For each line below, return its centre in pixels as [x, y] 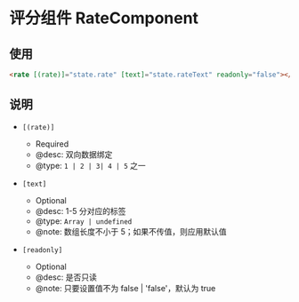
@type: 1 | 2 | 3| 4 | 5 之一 [91, 165]
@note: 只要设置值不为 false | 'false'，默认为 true [125, 288]
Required [52, 144]
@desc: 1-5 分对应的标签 [81, 211]
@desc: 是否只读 [66, 277]
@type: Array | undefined [84, 221]
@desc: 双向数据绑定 [74, 154]
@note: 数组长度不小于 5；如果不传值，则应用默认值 [131, 231]
